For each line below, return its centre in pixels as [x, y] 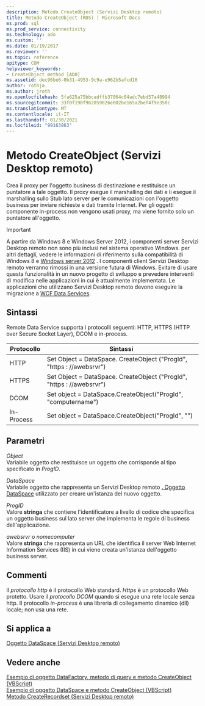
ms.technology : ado [31, 35]
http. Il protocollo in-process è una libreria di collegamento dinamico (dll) [98, 603]
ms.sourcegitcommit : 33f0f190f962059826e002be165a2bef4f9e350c [88, 103]
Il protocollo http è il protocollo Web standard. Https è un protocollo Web [98, 590]
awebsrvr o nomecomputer [41, 536]
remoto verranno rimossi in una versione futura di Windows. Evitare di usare [102, 268]
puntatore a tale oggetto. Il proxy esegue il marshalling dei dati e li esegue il [101, 192]
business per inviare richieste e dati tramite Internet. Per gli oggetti [90, 205]
